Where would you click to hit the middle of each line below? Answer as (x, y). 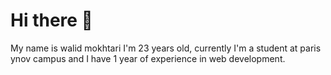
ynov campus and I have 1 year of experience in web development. (148, 58)
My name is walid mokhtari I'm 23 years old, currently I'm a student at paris (166, 48)
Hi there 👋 (51, 20)
